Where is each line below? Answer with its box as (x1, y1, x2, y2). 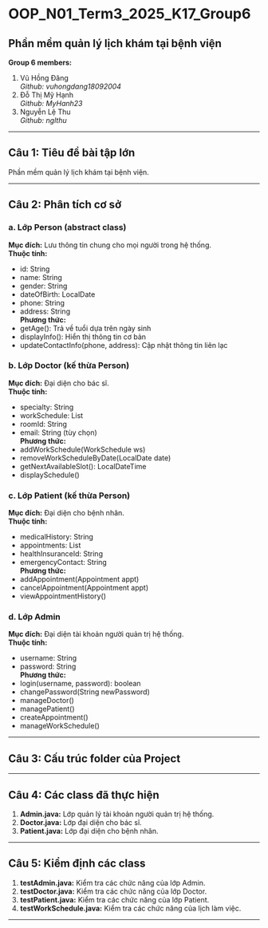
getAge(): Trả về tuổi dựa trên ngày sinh (19, 323, 152, 333)
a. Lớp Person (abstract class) (8, 222, 127, 233)
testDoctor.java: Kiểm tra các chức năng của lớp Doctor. (19, 887, 207, 896)
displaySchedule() (19, 470, 80, 480)
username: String (19, 654, 77, 663)
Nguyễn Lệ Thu (19, 107, 71, 116)
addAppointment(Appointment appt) (19, 575, 140, 584)
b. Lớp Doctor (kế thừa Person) (8, 360, 130, 371)
